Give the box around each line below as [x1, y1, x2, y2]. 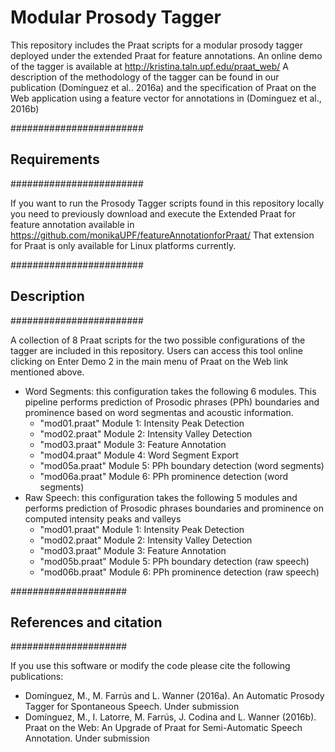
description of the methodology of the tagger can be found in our [10, 71, 280, 83]
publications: [10, 671, 64, 683]
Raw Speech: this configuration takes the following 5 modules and [24, 491, 298, 503]
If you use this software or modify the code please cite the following [10, 660, 291, 672]
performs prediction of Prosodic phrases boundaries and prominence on [24, 502, 325, 514]
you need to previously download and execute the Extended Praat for [10, 207, 297, 220]
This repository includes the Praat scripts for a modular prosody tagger [10, 39, 303, 51]
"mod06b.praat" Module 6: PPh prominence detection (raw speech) [39, 566, 320, 578]
